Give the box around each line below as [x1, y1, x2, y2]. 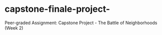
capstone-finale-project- [4, 3, 110, 15]
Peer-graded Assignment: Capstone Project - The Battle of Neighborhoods [4, 20, 158, 26]
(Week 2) [4, 25, 23, 31]
